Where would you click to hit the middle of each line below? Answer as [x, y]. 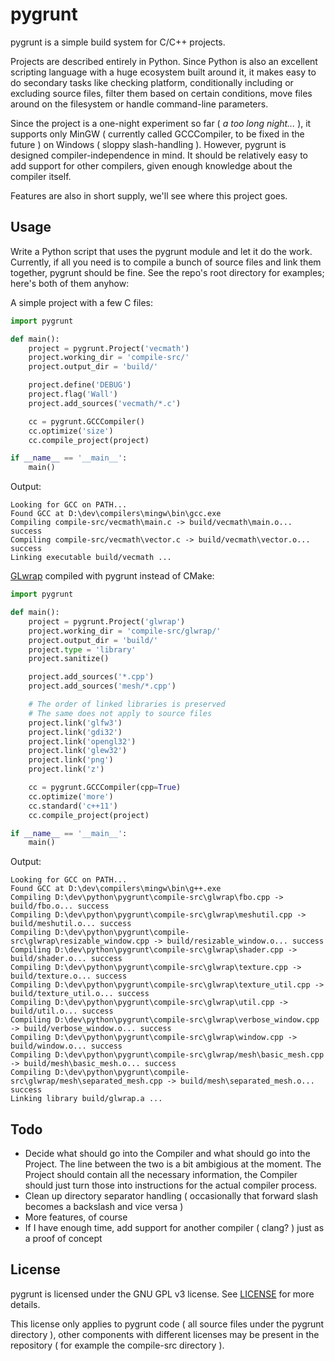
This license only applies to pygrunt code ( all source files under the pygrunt [167, 1324]
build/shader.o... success [66, 959]
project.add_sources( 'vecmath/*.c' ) [105, 403]
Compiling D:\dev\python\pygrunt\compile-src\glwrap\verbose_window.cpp [165, 1020]
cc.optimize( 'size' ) [71, 431]
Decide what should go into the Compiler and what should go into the [167, 1154]
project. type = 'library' [82, 649]
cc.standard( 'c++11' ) [73, 806]
